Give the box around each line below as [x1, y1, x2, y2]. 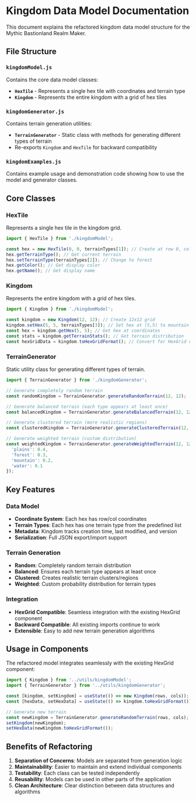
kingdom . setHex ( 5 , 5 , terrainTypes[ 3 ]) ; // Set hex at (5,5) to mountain [6, 322, 190, 328]
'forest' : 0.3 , [11, 452, 48, 458]
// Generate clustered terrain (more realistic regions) [6, 420, 148, 425]
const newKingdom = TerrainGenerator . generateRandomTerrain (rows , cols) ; [6, 714, 190, 720]
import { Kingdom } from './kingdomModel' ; [6, 306, 114, 312]
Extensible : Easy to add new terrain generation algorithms [14, 627, 155, 634]
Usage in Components [6, 644, 89, 654]
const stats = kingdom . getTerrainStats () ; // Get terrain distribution [6, 333, 184, 339]
